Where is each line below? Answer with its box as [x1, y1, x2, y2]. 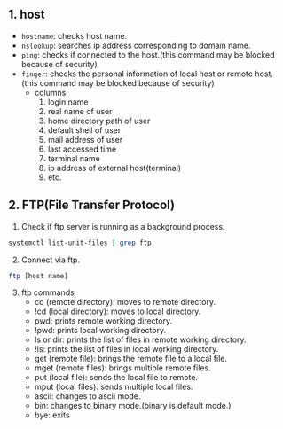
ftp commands [20, 287, 75, 298]
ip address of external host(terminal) [47, 162, 182, 173]
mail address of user [47, 134, 123, 144]
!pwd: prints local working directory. [34, 325, 166, 336]
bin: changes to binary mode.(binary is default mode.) [34, 401, 232, 411]
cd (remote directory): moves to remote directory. [34, 297, 216, 308]
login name [47, 97, 89, 107]
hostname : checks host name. [20, 30, 128, 41]
